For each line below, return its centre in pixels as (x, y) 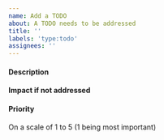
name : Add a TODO (38, 16)
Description (29, 72)
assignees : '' (32, 46)
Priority (22, 108)
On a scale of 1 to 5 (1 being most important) (82, 127)
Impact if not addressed (50, 91)
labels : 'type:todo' (43, 38)
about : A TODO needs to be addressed (72, 23)
